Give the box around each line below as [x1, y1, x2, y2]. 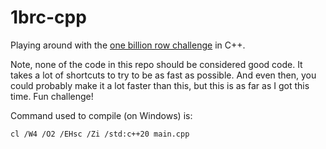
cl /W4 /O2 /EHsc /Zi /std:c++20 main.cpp [10, 129, 190, 139]
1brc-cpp [10, 6, 87, 29]
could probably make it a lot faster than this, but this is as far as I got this [10, 79, 310, 91]
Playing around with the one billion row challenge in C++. [10, 39, 246, 51]
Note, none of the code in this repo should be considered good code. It [10, 58, 303, 70]
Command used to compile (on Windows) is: [10, 109, 193, 121]
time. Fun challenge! [10, 90, 94, 102]
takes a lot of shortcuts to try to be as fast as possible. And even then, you [10, 69, 317, 81]
